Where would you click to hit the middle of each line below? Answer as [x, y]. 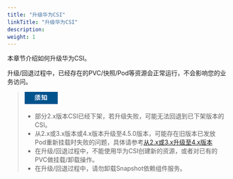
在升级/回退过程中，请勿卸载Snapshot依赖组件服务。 [110, 169]
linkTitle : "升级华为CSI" [43, 22]
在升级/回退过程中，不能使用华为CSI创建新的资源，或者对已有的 [126, 151]
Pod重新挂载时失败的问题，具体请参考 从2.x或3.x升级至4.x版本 [123, 142]
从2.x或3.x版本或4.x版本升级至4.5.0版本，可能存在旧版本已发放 [125, 134]
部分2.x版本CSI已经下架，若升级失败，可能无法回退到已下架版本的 [129, 116]
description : [26, 29]
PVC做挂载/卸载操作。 [66, 159]
